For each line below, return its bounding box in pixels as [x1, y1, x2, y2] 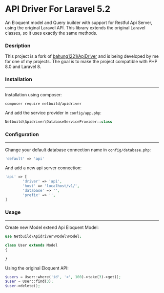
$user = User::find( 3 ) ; [5, 279, 54, 284]
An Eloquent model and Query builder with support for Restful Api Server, [5, 20, 153, 25]
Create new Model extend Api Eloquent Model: [5, 225, 99, 230]
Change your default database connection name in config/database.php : [5, 147, 151, 153]
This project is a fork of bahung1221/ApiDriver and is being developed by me [5, 53, 159, 59]
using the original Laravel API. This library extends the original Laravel [5, 24, 145, 30]
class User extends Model [5, 243, 58, 248]
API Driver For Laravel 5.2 [5, 3, 111, 15]
